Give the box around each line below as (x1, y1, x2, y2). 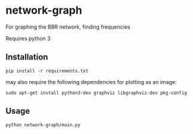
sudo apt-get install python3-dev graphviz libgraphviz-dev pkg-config (5, 90, 187, 96)
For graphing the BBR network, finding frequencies (5, 23, 130, 30)
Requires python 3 (5, 35, 51, 42)
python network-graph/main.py (5, 121, 81, 128)
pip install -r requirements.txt (5, 68, 89, 74)
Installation (5, 52, 48, 63)
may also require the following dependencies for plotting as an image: (5, 78, 177, 85)
